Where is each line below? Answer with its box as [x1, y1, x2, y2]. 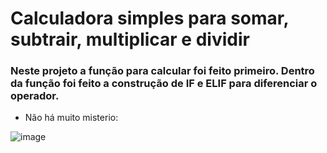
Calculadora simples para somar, [10, 7, 289, 30]
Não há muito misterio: [24, 112, 119, 124]
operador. [10, 89, 60, 103]
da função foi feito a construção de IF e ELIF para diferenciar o [10, 77, 318, 91]
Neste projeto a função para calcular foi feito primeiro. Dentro [10, 64, 315, 78]
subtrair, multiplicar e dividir [10, 28, 250, 51]
